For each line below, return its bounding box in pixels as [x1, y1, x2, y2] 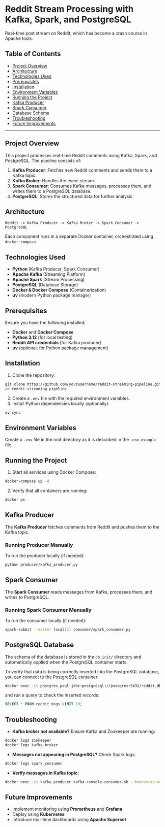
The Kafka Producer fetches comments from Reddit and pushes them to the [5, 524, 160, 530]
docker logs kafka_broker [5, 743, 58, 748]
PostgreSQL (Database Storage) [12, 282, 78, 288]
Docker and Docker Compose [12, 329, 74, 335]
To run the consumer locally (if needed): [5, 617, 87, 624]
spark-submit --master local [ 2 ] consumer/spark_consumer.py [5, 627, 131, 632]
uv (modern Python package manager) [12, 292, 91, 298]
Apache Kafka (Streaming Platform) [12, 271, 85, 277]
